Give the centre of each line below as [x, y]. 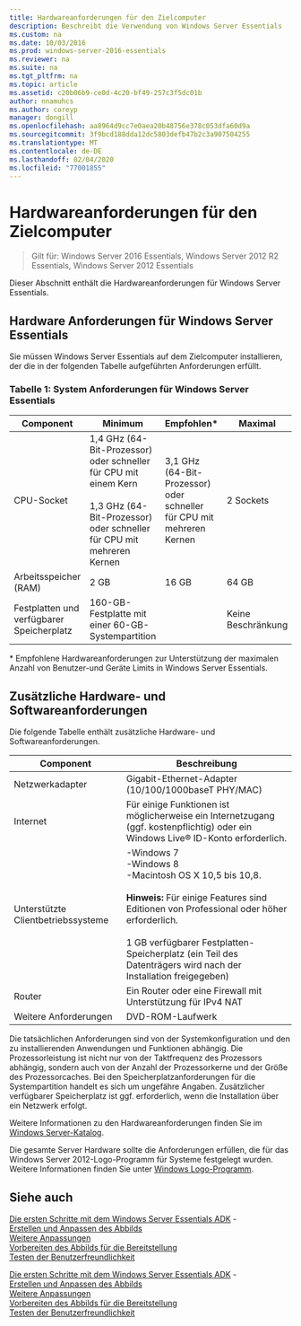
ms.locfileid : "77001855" [57, 168]
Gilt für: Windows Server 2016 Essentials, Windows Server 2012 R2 [155, 256]
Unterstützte [40, 909]
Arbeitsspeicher [47, 577]
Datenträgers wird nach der [184, 965]
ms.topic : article [43, 84]
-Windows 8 [152, 865]
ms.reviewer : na [39, 59]
